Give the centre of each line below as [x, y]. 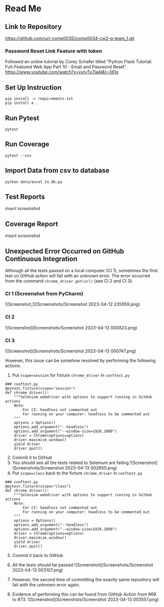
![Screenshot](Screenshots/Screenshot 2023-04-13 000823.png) [71, 327]
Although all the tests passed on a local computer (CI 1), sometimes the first [82, 270]
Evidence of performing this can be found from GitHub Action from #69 [84, 594]
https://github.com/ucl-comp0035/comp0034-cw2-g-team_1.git [70, 38]
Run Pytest [22, 118]
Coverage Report [32, 224]
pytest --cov [18, 155]
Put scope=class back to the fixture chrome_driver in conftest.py [77, 473]
